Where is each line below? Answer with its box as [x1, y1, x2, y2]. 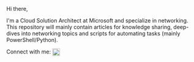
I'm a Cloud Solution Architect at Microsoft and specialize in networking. [6, 17, 188, 24]
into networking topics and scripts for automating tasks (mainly [21, 30, 181, 37]
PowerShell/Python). [6, 36, 58, 43]
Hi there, [6, 5, 28, 12]
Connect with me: [6, 48, 51, 55]
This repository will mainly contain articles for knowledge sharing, [6, 24, 173, 30]
